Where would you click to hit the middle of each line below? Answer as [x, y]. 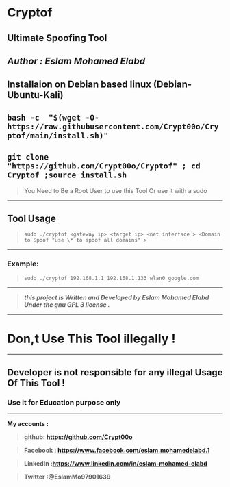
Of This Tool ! [36, 383]
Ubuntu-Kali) [35, 95]
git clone [28, 157]
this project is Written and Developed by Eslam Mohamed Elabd [116, 297]
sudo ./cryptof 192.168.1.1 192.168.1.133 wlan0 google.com [111, 278]
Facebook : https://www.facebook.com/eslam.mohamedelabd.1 [117, 451]
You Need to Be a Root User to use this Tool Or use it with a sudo [115, 190]
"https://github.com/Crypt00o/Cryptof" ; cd [104, 166]
